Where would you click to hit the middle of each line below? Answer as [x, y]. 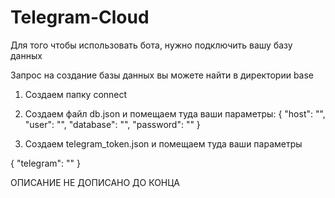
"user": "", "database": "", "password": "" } [112, 124]
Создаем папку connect [76, 94]
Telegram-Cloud [80, 17]
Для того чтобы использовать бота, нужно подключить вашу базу [151, 45]
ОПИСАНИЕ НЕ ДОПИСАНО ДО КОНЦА [95, 182]
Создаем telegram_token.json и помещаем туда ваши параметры [163, 143]
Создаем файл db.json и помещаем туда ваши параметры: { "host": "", [175, 113]
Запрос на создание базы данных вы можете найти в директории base [162, 75]
